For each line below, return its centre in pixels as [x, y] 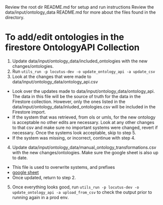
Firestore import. [29, 112]
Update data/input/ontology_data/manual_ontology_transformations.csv [84, 147]
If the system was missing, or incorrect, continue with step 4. [74, 138]
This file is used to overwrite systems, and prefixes [63, 167]
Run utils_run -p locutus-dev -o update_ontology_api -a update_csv [83, 71]
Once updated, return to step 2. [44, 177]
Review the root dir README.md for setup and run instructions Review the [80, 7]
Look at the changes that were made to [52, 76]
